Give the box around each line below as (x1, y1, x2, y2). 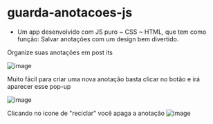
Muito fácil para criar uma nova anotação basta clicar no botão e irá (7, 74, 201, 83)
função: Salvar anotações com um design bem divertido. (17, 34, 179, 43)
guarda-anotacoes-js (7, 5, 133, 21)
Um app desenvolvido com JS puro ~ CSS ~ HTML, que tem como (17, 28, 207, 36)
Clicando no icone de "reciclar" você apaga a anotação (7, 109, 165, 117)
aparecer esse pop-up (7, 82, 71, 90)
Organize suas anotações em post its (7, 48, 113, 56)
